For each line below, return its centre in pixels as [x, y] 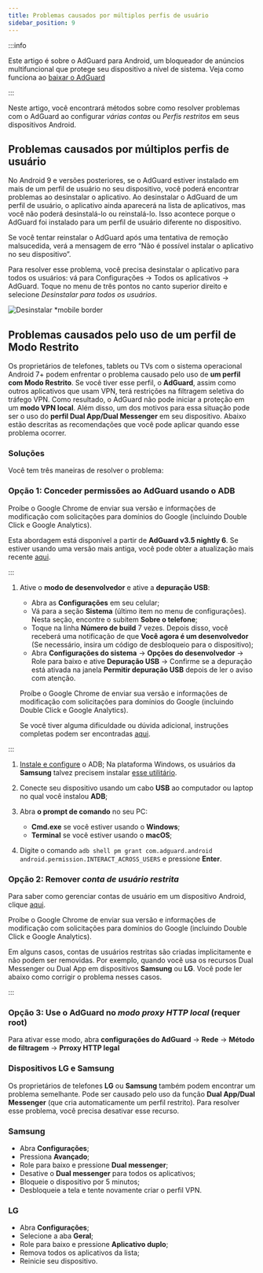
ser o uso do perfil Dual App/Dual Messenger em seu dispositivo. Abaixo [127, 416]
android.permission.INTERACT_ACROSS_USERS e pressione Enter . [121, 859]
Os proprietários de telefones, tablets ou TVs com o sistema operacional [125, 366]
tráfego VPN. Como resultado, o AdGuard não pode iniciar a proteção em [126, 399]
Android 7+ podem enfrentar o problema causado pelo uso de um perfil [124, 374]
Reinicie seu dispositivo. [58, 1261]
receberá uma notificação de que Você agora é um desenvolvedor [140, 636]
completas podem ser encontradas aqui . [85, 733]
